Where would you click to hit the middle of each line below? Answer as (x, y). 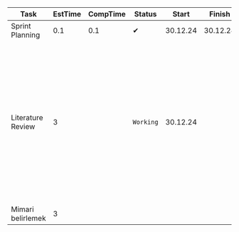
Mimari (22, 209)
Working (145, 122)
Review (23, 126)
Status (145, 14)
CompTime (107, 14)
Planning (26, 35)
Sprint (21, 26)
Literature (27, 118)
